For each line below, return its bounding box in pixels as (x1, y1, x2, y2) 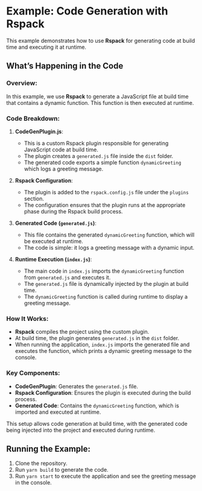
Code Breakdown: (6, 114, 60, 122)
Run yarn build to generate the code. (14, 466, 109, 474)
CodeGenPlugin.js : (14, 128, 63, 135)
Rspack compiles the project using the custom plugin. (14, 328, 150, 335)
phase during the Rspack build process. (24, 207, 123, 215)
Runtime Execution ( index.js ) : (14, 255, 92, 263)
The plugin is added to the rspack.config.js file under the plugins (24, 188, 189, 195)
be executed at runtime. (24, 237, 83, 245)
